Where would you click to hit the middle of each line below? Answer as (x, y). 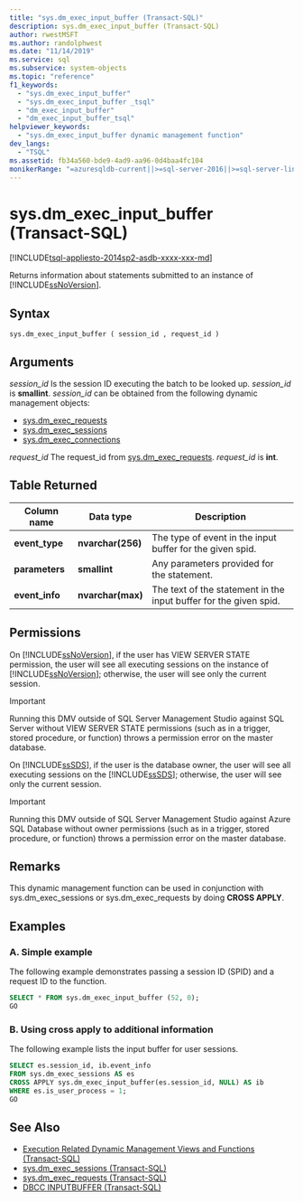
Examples (37, 926)
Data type (110, 516)
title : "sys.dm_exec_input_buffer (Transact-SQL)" (106, 18)
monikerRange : (36, 169)
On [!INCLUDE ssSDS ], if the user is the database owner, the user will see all (150, 765)
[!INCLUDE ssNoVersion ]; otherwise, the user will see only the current (138, 673)
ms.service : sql (40, 60)
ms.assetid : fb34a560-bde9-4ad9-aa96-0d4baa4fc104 (106, 160)
